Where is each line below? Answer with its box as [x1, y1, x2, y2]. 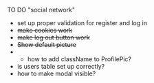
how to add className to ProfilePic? [27, 55, 132, 63]
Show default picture [16, 41, 77, 48]
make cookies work [16, 27, 73, 34]
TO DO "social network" [7, 6, 76, 14]
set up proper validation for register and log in [16, 19, 148, 27]
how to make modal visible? [16, 69, 96, 78]
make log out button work [16, 33, 91, 41]
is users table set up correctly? [16, 63, 105, 70]
